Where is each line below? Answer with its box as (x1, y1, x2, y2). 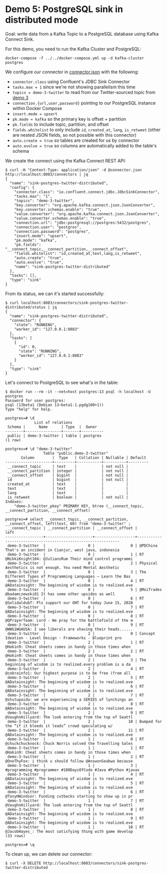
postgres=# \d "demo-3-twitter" (5, 446, 72, 451)
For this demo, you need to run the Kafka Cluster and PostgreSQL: (5, 46, 141, 52)
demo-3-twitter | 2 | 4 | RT (7, 666, 144, 671)
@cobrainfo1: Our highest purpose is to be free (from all (5, 670, 131, 675)
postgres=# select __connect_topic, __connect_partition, (5, 517, 128, 522)
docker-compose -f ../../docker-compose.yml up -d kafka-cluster (5, 55, 144, 61)
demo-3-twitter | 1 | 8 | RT (7, 807, 144, 812)
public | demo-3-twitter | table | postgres (7, 433, 101, 438)
